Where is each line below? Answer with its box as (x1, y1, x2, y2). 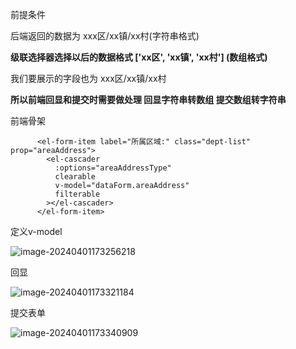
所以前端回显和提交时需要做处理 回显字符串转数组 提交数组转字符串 (10, 94, 287, 105)
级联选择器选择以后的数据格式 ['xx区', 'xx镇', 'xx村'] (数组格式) (10, 51, 268, 63)
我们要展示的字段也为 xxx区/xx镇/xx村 (10, 73, 167, 84)
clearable (54, 172, 97, 182)
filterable (54, 189, 101, 199)
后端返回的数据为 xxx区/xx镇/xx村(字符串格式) (10, 30, 200, 42)
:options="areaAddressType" (54, 163, 172, 173)
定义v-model (10, 226, 63, 237)
